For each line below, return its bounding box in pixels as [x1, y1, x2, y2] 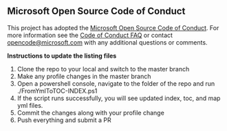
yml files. [17, 101, 43, 109]
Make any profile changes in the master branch [17, 72, 151, 80]
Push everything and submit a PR [17, 116, 111, 124]
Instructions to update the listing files [7, 51, 117, 60]
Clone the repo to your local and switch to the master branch [17, 64, 190, 73]
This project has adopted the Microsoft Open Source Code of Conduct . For [7, 23, 219, 32]
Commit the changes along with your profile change [17, 108, 165, 117]
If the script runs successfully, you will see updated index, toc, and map [17, 94, 221, 102]
